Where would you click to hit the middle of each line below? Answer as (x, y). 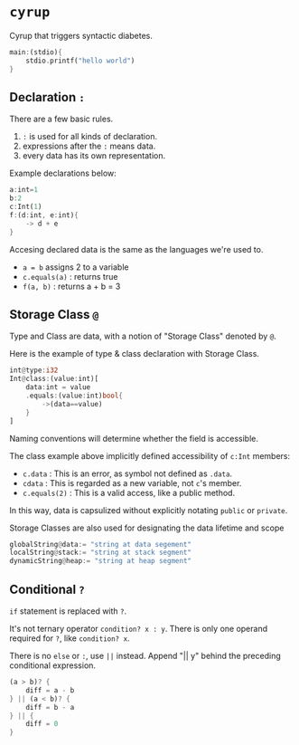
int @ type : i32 (34, 370)
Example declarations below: (63, 173)
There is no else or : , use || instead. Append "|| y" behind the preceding (145, 656)
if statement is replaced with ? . (68, 611)
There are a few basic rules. (61, 119)
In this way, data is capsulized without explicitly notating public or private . (149, 510)
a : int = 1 (24, 190)
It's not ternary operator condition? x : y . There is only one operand (139, 629)
